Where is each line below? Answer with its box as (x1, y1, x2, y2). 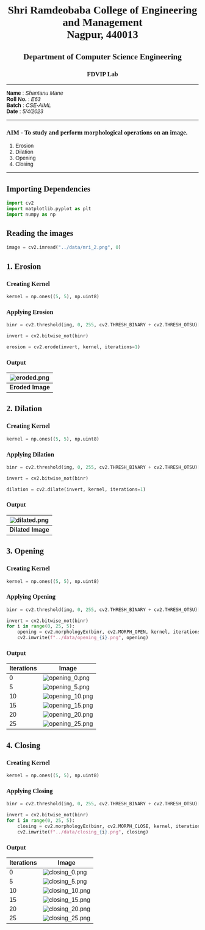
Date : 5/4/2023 (6, 108, 44, 115)
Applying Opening (6, 593, 56, 601)
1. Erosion (6, 261, 41, 271)
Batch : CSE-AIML (6, 101, 51, 109)
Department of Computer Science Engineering (23, 51, 182, 62)
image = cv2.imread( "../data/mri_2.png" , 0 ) (6, 244, 121, 251)
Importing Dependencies (6, 184, 90, 194)
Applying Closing (6, 786, 53, 795)
